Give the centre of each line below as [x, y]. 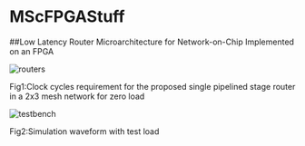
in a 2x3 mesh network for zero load [77, 96]
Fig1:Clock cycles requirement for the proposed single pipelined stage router [152, 86]
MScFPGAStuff [67, 17]
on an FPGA [32, 51]
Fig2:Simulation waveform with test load [84, 131]
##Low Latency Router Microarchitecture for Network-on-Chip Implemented [152, 42]
